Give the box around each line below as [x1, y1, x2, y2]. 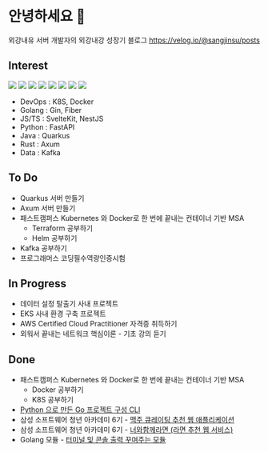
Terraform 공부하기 [31, 223, 94, 233]
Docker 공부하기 [31, 385, 84, 394]
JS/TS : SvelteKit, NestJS [19, 114, 104, 123]
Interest [8, 59, 48, 73]
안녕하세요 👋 [8, 7, 86, 26]
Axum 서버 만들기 [19, 203, 76, 213]
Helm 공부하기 [31, 233, 78, 242]
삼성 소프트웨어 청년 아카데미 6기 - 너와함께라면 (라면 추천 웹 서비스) [19, 425, 234, 434]
